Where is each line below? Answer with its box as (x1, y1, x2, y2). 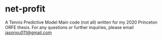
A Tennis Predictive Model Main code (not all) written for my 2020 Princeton (5, 19, 158, 25)
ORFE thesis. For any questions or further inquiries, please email (5, 24, 134, 30)
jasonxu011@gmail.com (5, 29, 52, 35)
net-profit (5, 3, 45, 14)
